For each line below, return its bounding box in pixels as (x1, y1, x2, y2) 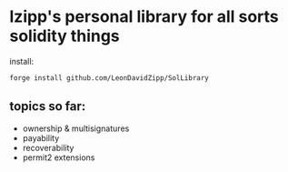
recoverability (22, 142, 74, 153)
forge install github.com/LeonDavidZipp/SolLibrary (9, 73, 209, 83)
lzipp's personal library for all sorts (9, 6, 279, 27)
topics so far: (9, 98, 86, 115)
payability (22, 132, 60, 143)
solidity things (9, 25, 120, 46)
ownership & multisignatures (22, 123, 130, 134)
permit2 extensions (22, 152, 95, 163)
